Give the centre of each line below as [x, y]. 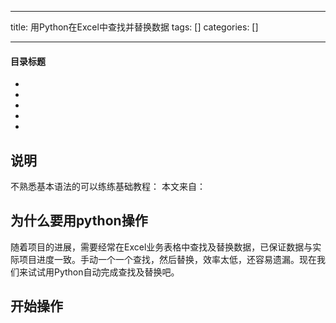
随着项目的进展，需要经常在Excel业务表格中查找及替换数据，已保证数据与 [161, 247]
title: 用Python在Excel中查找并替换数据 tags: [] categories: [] [134, 27]
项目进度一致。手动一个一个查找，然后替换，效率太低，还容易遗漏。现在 [167, 259]
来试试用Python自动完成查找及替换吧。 [99, 272]
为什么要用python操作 [79, 221]
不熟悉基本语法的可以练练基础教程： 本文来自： [108, 187]
